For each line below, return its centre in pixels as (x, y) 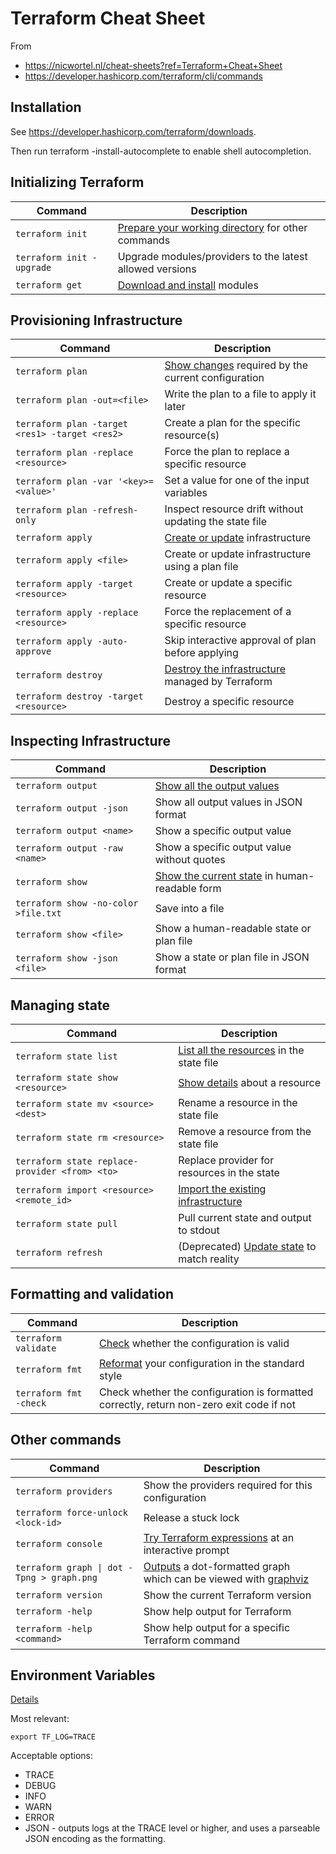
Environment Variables (83, 1675)
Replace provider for (226, 1160)
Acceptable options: (51, 1756)
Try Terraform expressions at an (219, 1537)
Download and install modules (188, 285)
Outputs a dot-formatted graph (217, 1566)
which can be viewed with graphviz (226, 1579)
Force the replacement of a (228, 612)
